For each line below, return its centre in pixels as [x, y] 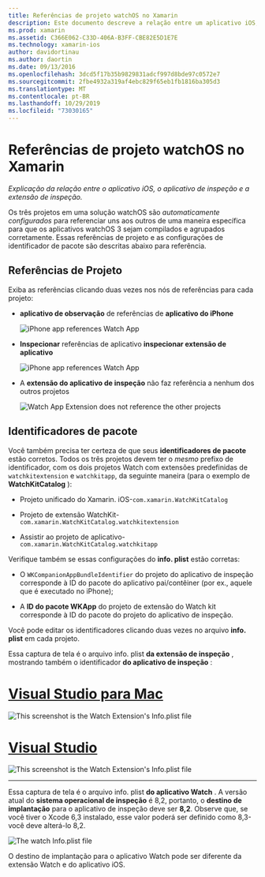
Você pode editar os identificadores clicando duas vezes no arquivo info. [127, 630]
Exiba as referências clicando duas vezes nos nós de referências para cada [131, 290]
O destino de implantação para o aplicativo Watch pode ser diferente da [125, 856]
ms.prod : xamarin [37, 30]
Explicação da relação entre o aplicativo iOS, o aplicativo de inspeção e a [129, 188]
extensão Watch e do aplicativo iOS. [67, 864]
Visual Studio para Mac [86, 693]
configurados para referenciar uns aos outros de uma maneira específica [127, 220]
